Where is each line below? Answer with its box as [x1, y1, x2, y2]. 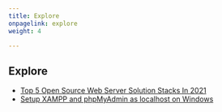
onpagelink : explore [8, 19, 79, 28]
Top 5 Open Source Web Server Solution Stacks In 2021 [19, 86, 207, 96]
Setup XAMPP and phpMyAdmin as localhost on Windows [19, 94, 214, 104]
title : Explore [8, 11, 60, 20]
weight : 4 [8, 27, 42, 35]
